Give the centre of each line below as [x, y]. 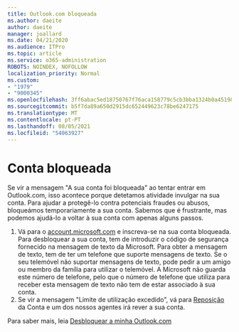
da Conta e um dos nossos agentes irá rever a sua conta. [101, 307]
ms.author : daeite [34, 21]
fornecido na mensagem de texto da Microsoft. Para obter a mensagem [122, 247]
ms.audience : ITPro [36, 47]
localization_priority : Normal [54, 73]
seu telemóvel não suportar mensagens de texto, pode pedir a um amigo [124, 262]
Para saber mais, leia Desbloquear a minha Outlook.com [90, 321]
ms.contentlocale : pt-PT [44, 119]
